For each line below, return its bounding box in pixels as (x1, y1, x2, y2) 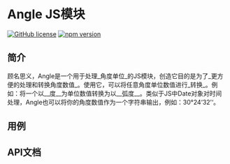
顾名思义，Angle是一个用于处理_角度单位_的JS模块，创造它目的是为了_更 (7, 71, 218, 80)
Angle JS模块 (7, 6, 85, 22)
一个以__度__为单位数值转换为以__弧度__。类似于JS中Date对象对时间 (25, 89, 222, 98)
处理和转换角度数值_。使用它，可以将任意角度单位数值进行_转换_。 (19, 80, 212, 89)
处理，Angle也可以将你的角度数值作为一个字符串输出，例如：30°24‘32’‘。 (7, 98, 220, 106)
